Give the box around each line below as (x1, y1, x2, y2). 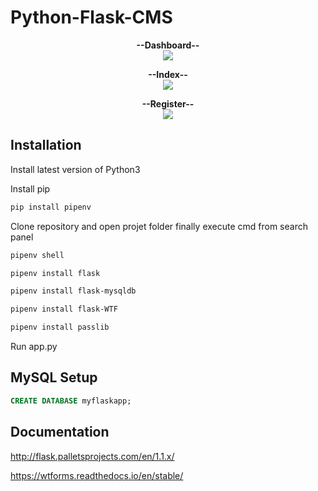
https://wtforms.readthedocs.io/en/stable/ (10, 469, 184, 481)
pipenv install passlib (10, 322, 110, 333)
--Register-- (141, 97, 195, 110)
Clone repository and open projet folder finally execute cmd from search (10, 220, 308, 232)
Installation (10, 137, 82, 154)
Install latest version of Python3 (10, 163, 141, 175)
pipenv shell (10, 250, 65, 260)
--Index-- (148, 68, 188, 80)
